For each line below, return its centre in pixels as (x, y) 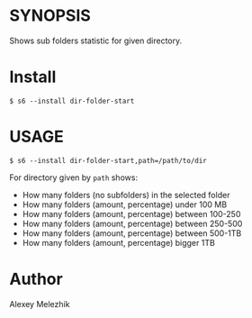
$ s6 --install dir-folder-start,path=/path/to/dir (108, 160)
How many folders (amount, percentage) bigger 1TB (119, 242)
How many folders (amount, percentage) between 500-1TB (132, 233)
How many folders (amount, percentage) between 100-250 (131, 214)
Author (36, 279)
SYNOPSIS (50, 16)
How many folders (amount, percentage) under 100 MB (125, 204)
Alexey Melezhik (40, 304)
